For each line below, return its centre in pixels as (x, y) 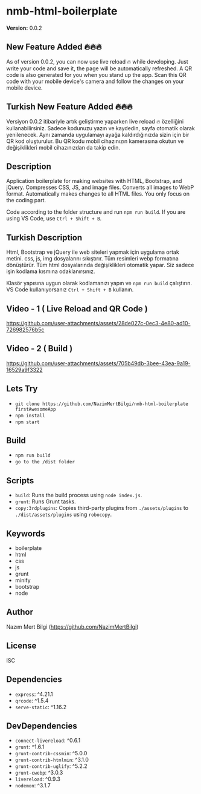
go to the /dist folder (45, 462)
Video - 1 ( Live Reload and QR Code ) (77, 309)
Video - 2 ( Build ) (40, 349)
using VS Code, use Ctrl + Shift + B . (54, 219)
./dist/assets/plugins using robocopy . (63, 514)
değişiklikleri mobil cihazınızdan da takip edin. (63, 147)
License (21, 646)
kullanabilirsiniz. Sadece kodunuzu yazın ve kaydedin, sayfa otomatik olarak (101, 128)
